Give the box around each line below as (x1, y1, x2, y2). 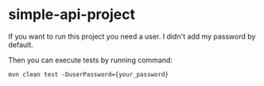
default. (8, 39, 34, 49)
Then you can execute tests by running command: (8, 55, 173, 65)
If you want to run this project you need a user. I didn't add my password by (8, 32, 256, 41)
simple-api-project (8, 6, 135, 24)
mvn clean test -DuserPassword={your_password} (8, 70, 169, 78)
